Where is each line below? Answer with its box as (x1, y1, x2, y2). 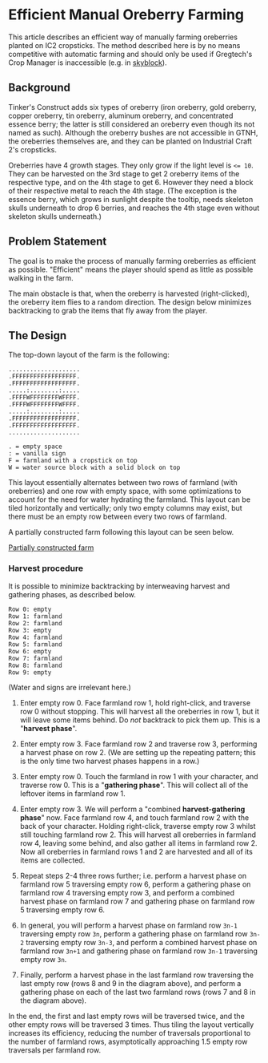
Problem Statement (8, 235, 107, 249)
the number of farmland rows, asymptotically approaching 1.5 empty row (8, 1037, 248, 1046)
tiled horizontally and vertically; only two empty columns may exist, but (8, 503, 242, 513)
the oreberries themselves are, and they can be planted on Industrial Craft (8, 136, 252, 146)
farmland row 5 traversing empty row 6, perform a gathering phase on (19, 879, 251, 889)
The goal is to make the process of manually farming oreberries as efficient (8, 256, 257, 265)
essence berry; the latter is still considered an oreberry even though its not (8, 119, 255, 129)
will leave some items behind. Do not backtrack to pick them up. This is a (19, 715, 261, 725)
